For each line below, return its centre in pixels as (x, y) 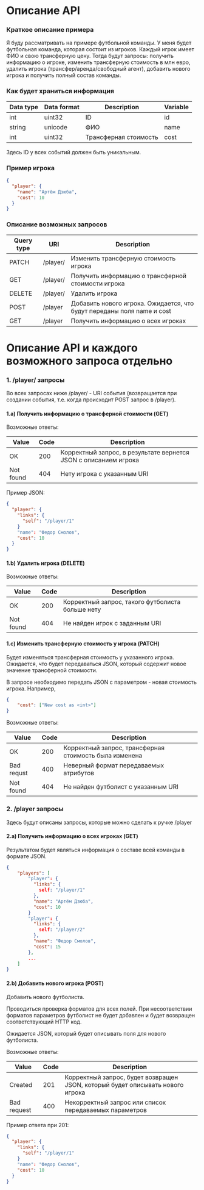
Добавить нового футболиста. (46, 997)
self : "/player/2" (62, 930)
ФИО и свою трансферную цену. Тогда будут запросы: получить (90, 56)
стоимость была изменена (103, 756)
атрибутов (79, 773)
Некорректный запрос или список (115, 1102)
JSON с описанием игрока (100, 460)
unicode (56, 127)
